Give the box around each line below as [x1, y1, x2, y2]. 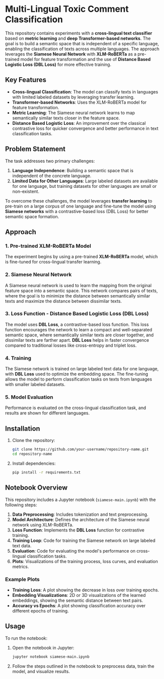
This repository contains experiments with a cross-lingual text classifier [5, 30, 152, 36]
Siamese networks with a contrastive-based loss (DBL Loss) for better [5, 208, 149, 214]
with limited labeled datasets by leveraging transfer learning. [12, 94, 135, 100]
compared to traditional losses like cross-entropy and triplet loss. [5, 342, 137, 348]
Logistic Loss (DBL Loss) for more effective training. [5, 61, 111, 67]
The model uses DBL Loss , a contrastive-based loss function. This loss [5, 321, 149, 327]
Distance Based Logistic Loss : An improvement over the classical [12, 120, 146, 126]
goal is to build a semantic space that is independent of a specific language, [5, 40, 159, 46]
